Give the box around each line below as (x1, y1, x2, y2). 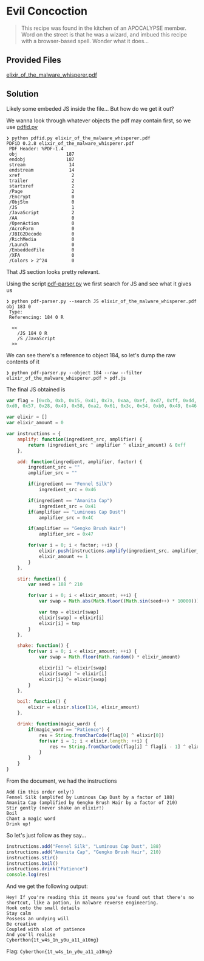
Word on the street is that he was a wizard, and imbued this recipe (21, 30, 187, 38)
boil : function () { (17, 699, 67, 705)
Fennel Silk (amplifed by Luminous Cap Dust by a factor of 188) (6, 794, 175, 800)
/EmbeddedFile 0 (8, 246, 75, 253)
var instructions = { (6, 431, 61, 437)
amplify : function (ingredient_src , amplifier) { (17, 436, 143, 442)
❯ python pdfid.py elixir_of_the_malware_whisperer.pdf (6, 135, 151, 141)
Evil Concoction (6, 4, 88, 18)
